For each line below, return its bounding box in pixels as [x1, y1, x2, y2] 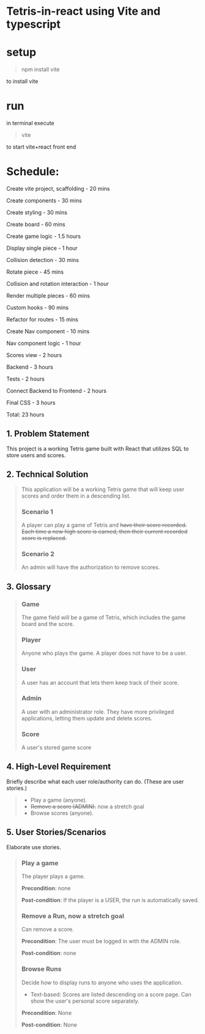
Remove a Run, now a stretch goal [21, 911, 124, 920]
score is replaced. [21, 534, 67, 541]
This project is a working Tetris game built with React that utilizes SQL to [6, 445, 189, 452]
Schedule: [6, 164, 59, 179]
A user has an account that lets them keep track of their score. [21, 679, 179, 686]
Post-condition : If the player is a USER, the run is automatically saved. [21, 897, 199, 904]
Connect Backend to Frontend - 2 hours [6, 387, 107, 394]
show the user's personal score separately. [30, 997, 140, 1005]
